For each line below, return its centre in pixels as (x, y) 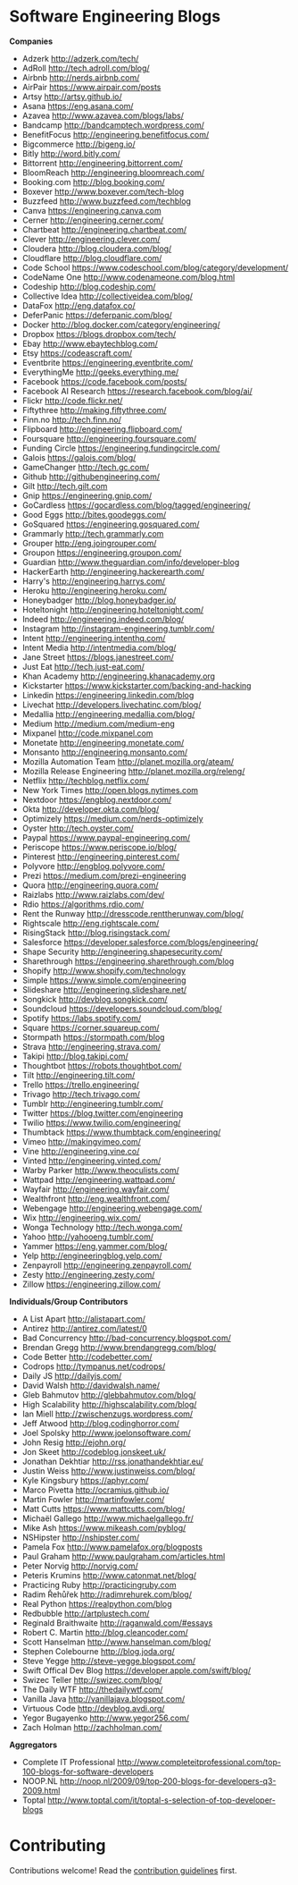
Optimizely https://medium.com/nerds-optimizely (112, 818)
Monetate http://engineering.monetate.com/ (103, 742)
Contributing (58, 1846)
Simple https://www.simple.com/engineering (104, 980)
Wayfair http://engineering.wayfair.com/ (95, 1189)
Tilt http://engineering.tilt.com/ (79, 1075)
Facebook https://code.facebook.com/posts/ (104, 381)
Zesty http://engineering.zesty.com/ (88, 1274)
